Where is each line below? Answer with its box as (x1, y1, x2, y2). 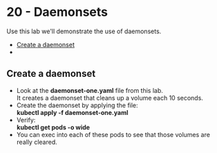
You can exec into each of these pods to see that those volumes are (16, 130, 210, 138)
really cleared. (16, 138, 58, 146)
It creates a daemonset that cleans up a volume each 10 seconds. (16, 93, 203, 102)
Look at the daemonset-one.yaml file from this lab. (16, 86, 164, 94)
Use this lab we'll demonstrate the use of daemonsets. (6, 27, 162, 35)
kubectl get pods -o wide (16, 123, 91, 132)
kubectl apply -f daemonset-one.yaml (16, 108, 129, 116)
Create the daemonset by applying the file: (16, 101, 139, 109)
